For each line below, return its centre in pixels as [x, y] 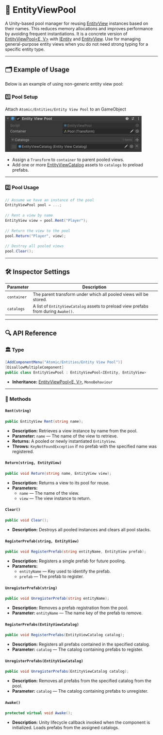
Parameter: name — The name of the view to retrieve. [65, 436]
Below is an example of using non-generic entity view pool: [64, 84]
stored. [40, 299]
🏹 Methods [18, 399]
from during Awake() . [53, 311]
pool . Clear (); [19, 251]
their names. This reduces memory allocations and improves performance [79, 28]
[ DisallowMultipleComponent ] [34, 367]
